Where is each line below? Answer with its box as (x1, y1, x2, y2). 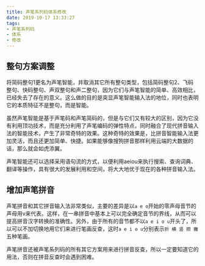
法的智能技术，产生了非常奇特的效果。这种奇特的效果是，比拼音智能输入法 (6, 129, 193, 137)
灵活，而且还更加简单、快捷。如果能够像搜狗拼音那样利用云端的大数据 (11, 137, 188, 144)
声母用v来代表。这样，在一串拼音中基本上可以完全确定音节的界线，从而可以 (6, 209, 196, 217)
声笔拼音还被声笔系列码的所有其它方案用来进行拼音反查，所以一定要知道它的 (6, 245, 199, 253)
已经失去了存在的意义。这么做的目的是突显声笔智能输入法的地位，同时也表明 (6, 94, 199, 101)
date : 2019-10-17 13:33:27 (6, 15, 75, 21)
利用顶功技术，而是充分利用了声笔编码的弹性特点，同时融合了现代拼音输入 (11, 122, 199, 129)
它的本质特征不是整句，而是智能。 (6, 101, 92, 108)
